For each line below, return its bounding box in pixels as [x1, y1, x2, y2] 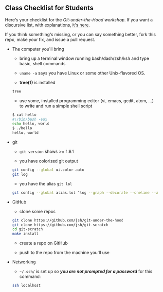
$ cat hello [12, 112, 36, 117]
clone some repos [19, 208, 56, 214]
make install [12, 231, 39, 237]
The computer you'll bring [12, 46, 64, 52]
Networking [12, 259, 36, 265]
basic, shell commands [19, 60, 66, 66]
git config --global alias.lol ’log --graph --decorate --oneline [12, 190, 150, 195]
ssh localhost [12, 283, 41, 288]
